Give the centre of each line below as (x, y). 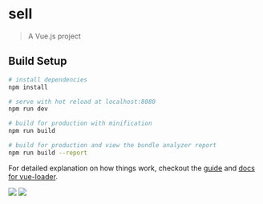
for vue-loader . (33, 176)
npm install (28, 87)
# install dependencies (48, 80)
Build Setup (38, 61)
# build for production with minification (80, 124)
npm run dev (28, 109)
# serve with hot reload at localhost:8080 (82, 102)
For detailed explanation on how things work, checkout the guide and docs (131, 168)
